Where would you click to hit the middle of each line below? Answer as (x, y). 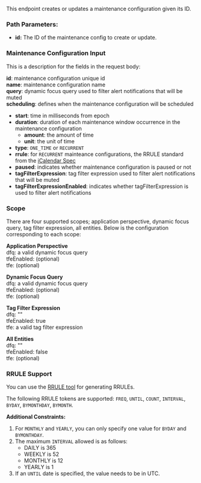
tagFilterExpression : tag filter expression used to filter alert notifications (105, 173)
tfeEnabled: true (26, 320)
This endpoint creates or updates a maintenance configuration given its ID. (99, 9)
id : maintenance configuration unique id (56, 78)
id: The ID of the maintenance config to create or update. (86, 37)
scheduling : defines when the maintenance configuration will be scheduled (100, 104)
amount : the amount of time (59, 135)
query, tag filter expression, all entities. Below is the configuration (88, 228)
